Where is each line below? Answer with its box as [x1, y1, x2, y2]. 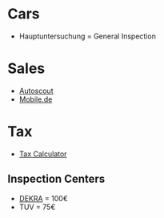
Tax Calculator [18, 149, 67, 159]
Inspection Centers [7, 172, 106, 186]
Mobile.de [18, 94, 53, 104]
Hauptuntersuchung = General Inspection [18, 31, 157, 41]
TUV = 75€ [18, 202, 56, 212]
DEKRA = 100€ [18, 193, 69, 203]
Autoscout [18, 86, 54, 95]
